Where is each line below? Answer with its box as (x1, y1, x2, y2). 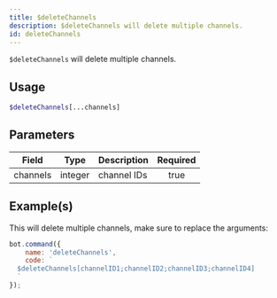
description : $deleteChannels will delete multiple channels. (9, 21, 243, 30)
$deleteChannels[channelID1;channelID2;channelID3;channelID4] (17, 264, 255, 273)
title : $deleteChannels (9, 12, 97, 22)
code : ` (25, 256, 53, 265)
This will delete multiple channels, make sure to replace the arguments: (9, 223, 268, 233)
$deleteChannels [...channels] (9, 103, 121, 112)
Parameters (9, 128, 75, 143)
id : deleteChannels (9, 29, 81, 38)
